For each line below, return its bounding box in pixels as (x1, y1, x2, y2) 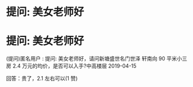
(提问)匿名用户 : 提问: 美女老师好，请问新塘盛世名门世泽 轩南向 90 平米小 (6, 55, 182, 62)
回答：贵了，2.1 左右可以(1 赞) (6, 75, 78, 82)
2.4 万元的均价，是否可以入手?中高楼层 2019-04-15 (12, 62, 137, 69)
